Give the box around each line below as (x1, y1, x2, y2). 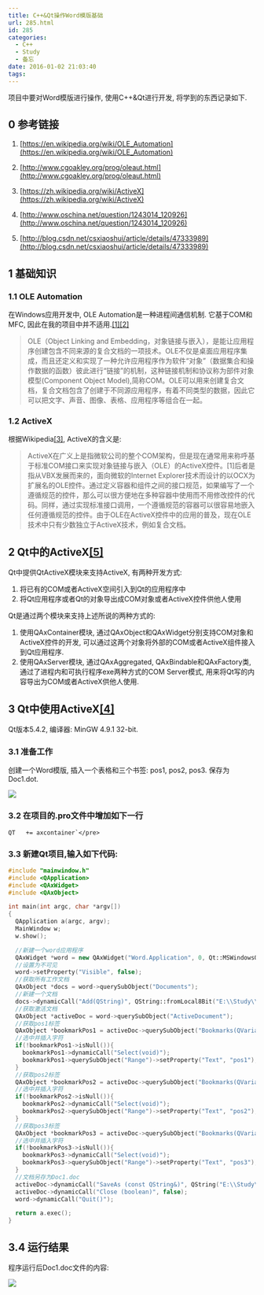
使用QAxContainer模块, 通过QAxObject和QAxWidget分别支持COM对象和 (19, 627, 254, 638)
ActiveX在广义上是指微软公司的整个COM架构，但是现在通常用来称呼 (27, 451, 248, 461)
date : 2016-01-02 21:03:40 (8, 63, 97, 71)
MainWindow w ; (15, 925, 61, 933)
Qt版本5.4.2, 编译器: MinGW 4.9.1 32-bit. (8, 725, 139, 734)
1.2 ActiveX (8, 416, 53, 427)
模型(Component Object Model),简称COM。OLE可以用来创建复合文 (27, 376, 245, 386)
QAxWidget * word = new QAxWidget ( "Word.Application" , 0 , (15, 953, 206, 961)
